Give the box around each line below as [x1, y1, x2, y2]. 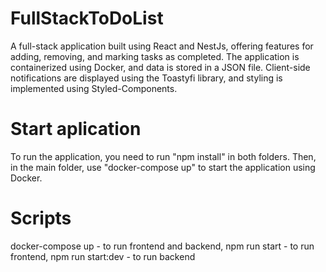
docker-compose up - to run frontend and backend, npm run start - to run [10, 240, 315, 252]
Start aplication [10, 118, 142, 141]
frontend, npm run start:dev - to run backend [10, 250, 196, 262]
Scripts [10, 207, 72, 230]
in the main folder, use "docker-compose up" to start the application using [10, 161, 316, 173]
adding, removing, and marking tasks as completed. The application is [10, 50, 300, 62]
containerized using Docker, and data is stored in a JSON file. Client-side [10, 61, 311, 73]
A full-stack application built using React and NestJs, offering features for [10, 40, 314, 52]
